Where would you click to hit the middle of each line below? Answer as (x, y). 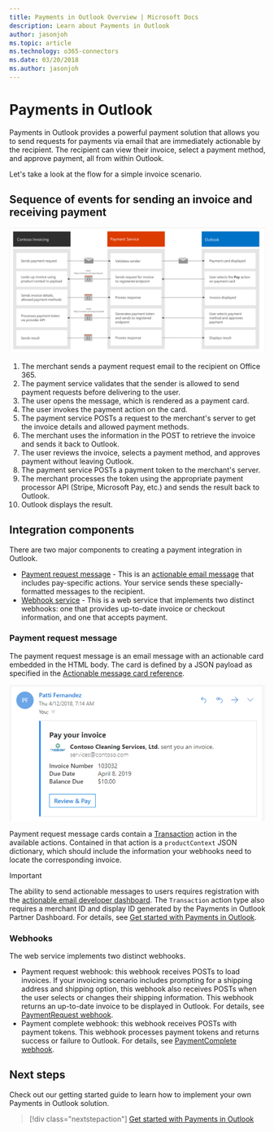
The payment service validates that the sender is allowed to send (130, 383)
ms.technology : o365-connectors (64, 52)
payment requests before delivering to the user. (101, 392)
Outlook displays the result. (67, 504)
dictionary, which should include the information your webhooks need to (130, 851)
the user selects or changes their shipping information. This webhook (137, 997)
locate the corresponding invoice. (65, 860)
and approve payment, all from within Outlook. (87, 158)
